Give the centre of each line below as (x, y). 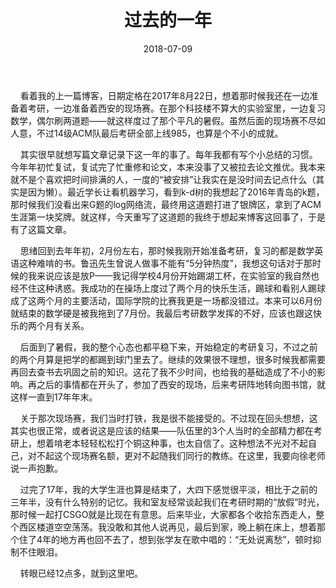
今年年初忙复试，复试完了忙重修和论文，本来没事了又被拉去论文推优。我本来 (168, 167)
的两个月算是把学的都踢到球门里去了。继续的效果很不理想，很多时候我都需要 (168, 359)
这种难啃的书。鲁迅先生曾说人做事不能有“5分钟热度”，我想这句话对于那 (165, 263)
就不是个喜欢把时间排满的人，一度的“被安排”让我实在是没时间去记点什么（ (163, 179)
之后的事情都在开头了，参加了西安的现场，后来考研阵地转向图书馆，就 (181, 384)
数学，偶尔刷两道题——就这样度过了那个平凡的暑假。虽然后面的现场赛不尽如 (168, 120)
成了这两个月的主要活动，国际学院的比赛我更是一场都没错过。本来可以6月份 (166, 300)
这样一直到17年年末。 (54, 397)
